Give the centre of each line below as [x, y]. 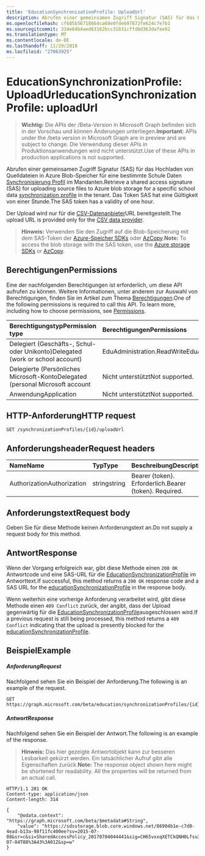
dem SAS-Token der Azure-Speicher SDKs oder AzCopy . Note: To [104, 238]
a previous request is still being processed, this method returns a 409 [93, 618]
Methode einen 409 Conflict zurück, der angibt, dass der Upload [88, 605]
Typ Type [105, 466]
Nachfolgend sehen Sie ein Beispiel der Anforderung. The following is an [97, 682]
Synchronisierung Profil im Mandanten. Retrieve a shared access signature [99, 182]
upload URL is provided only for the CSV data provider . [75, 220]
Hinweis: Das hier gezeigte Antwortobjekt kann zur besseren [98, 752]
